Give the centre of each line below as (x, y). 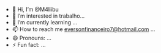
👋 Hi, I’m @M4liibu (36, 9)
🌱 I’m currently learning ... (45, 22)
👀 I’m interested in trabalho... (48, 16)
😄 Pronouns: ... (32, 38)
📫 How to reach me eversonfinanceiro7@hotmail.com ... (84, 29)
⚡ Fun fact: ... (29, 45)
